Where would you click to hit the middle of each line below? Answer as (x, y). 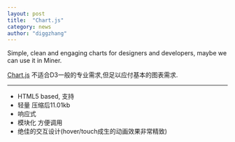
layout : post (26, 14)
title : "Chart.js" (36, 20)
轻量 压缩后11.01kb (44, 105)
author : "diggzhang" (37, 33)
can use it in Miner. (35, 61)
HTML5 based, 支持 (46, 97)
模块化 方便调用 (40, 122)
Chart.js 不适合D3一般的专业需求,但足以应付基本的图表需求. (93, 75)
